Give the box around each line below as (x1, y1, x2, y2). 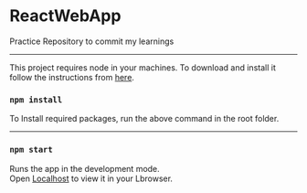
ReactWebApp (9, 5, 122, 27)
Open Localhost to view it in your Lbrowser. (9, 173, 174, 184)
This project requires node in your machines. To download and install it (9, 61, 276, 73)
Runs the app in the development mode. (9, 163, 160, 174)
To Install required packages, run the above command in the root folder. (9, 113, 280, 124)
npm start (9, 145, 53, 155)
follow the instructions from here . (9, 71, 135, 82)
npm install (9, 94, 63, 105)
